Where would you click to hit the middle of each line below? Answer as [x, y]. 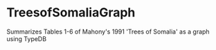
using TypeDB [26, 38]
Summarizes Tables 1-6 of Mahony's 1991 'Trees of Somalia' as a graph [108, 32]
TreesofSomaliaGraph [71, 13]
